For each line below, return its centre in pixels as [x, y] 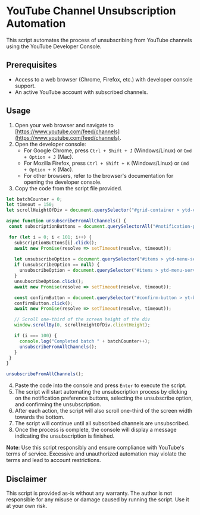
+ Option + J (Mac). [49, 156]
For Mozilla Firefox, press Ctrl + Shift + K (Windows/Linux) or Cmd [106, 163]
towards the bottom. [40, 417]
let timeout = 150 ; [30, 205]
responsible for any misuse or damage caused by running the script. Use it [98, 500]
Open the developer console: [50, 144]
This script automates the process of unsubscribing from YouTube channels [99, 40]
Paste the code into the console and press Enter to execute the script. [101, 385]
